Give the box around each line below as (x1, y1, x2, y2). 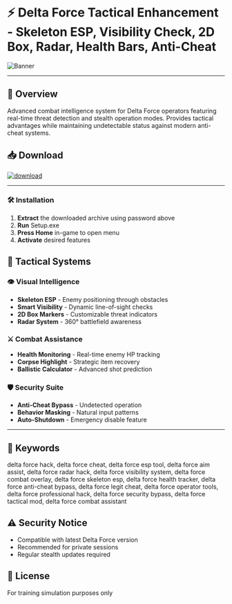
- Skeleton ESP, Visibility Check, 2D (7, 24, 215, 40)
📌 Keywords (7, 442, 60, 454)
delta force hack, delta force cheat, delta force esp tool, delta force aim (7, 460, 211, 469)
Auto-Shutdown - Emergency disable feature (17, 415, 147, 424)
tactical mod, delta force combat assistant (7, 497, 127, 505)
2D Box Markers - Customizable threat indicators (17, 310, 157, 318)
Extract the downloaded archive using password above (17, 214, 175, 222)
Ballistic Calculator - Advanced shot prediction (17, 365, 153, 373)
